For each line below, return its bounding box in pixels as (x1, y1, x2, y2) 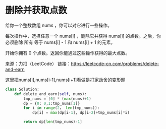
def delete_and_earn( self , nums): (14, 91, 87, 96)
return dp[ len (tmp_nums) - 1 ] (23, 119, 82, 124)
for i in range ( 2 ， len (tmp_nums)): (23, 105, 100, 111)
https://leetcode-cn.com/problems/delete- (71, 60, 159, 67)
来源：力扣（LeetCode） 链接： (5, 60, 72, 67)
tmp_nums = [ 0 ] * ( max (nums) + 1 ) (23, 96, 92, 101)
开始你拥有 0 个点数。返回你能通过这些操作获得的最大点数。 (5, 50, 130, 56)
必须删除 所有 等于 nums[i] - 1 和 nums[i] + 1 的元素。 (5, 39, 116, 45)
